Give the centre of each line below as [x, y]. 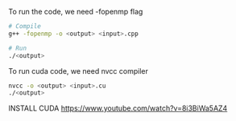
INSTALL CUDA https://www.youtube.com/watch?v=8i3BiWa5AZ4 [118, 108]
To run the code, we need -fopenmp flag [76, 12]
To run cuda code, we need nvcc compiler [79, 71]
